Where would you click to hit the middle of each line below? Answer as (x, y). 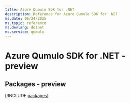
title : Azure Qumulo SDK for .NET (40, 9)
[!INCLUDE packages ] (27, 96)
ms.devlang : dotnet (25, 28)
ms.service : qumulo (25, 32)
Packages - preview (36, 84)
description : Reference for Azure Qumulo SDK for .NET (61, 14)
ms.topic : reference (26, 23)
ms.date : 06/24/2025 (26, 18)
